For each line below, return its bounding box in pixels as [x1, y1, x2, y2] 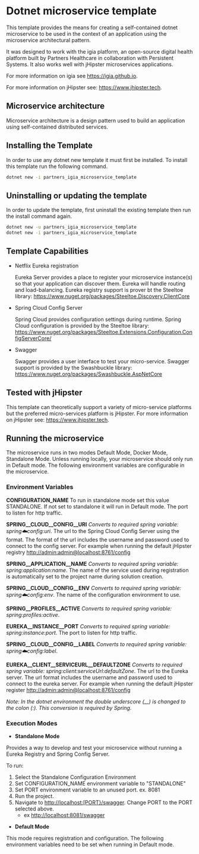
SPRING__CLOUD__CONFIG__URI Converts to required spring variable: [6, 520, 179, 528]
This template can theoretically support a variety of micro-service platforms [6, 403, 192, 410]
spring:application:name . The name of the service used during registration [6, 566, 189, 574]
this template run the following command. [6, 163, 108, 170]
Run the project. [14, 793, 55, 800]
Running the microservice [6, 434, 104, 444]
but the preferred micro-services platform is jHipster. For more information [6, 410, 188, 417]
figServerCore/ [14, 335, 52, 342]
